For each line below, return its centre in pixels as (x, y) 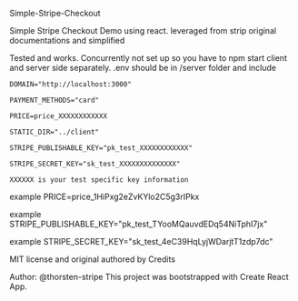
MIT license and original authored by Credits (92, 259)
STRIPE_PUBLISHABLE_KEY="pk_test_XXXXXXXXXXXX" (101, 148)
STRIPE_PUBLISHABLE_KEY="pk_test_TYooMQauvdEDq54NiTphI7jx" (139, 224)
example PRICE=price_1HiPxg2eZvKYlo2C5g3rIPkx (104, 196)
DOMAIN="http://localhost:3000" (70, 85)
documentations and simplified (67, 40)
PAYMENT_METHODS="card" (55, 100)
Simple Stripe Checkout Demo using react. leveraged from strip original (143, 30)
